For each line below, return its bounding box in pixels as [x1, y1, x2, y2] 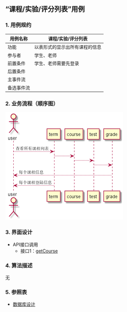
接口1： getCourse [20, 248, 58, 254]
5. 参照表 [5, 289, 27, 296]
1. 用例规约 [5, 22, 32, 29]
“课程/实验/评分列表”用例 [5, 5, 85, 14]
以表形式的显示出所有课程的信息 [34, 44, 101, 50]
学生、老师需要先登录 [34, 60, 79, 66]
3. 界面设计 [5, 229, 33, 236]
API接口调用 [12, 241, 38, 247]
